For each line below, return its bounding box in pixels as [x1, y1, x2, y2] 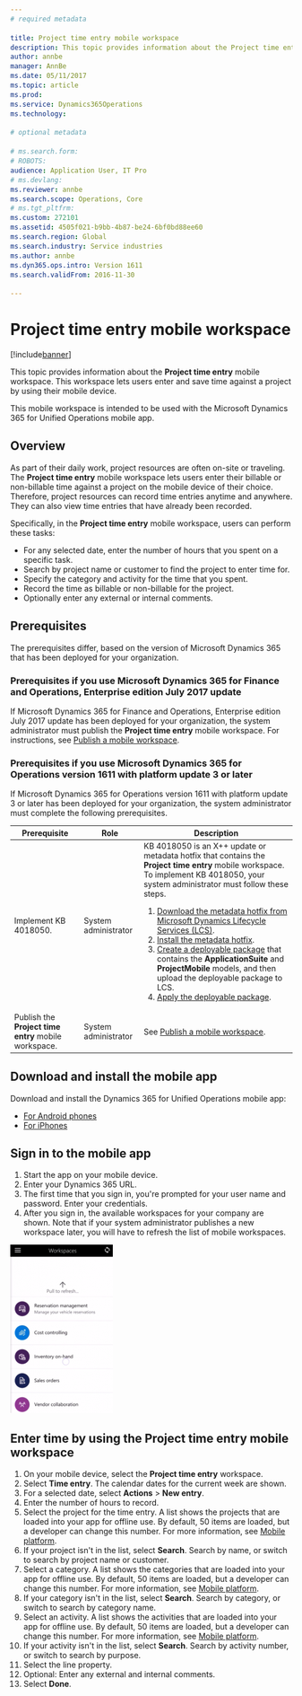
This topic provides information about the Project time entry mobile [10, 366, 261, 377]
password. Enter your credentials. [22, 1199, 149, 1209]
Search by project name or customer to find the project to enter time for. [22, 564, 290, 575]
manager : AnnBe [10, 62, 67, 71]
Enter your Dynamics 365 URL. [22, 1179, 137, 1190]
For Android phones [22, 1110, 98, 1121]
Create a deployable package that [157, 944, 281, 955]
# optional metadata [10, 128, 88, 137]
